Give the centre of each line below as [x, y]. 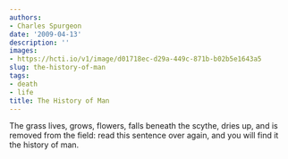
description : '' [39, 42]
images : [24, 51]
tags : [19, 76]
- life [21, 92]
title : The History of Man [59, 100]
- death [24, 84]
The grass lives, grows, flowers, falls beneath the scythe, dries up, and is [144, 126]
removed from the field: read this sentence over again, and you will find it [144, 136]
